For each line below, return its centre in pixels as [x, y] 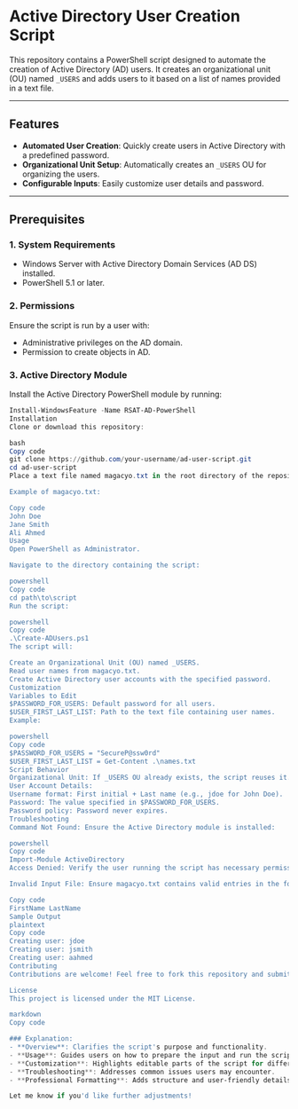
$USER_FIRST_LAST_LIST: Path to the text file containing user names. [142, 712]
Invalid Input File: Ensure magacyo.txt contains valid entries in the [144, 885]
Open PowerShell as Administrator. [75, 549]
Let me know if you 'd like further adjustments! [101, 1096]
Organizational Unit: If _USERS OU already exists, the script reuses [142, 778]
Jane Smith [29, 524]
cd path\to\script [43, 598]
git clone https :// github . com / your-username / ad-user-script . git [130, 460]
